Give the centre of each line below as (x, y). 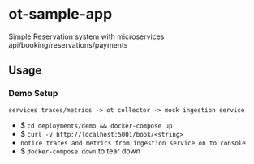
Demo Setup (33, 94)
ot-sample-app (60, 14)
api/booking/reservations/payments (68, 44)
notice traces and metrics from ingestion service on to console (133, 143)
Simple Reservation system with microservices (86, 36)
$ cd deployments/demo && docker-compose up (96, 125)
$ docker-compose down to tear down (80, 151)
